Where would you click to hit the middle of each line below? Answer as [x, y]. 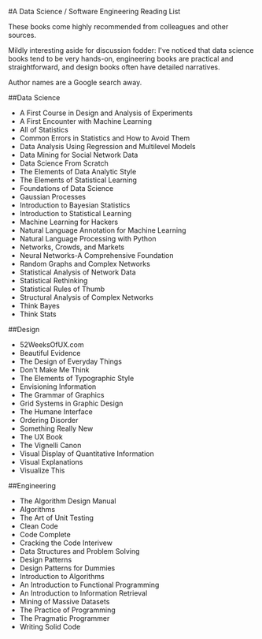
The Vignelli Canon [50, 445]
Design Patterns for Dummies [67, 568]
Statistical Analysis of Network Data [77, 272]
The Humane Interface [56, 412]
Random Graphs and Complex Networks [85, 264]
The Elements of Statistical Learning [78, 180]
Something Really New [56, 428]
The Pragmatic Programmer [65, 618]
